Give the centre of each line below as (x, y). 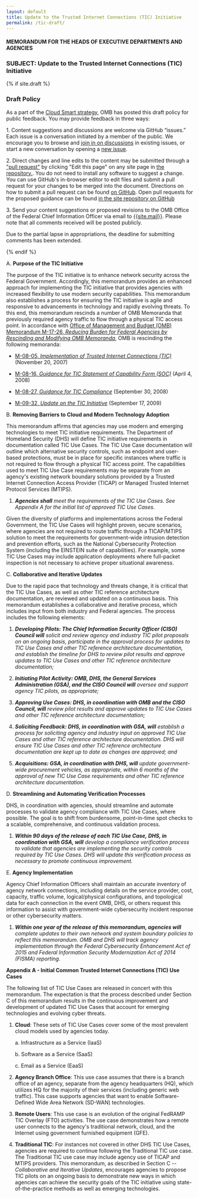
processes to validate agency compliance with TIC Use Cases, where (91, 811)
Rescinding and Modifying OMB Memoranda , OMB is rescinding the (89, 338)
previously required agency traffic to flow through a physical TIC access (94, 319)
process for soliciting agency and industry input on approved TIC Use (100, 733)
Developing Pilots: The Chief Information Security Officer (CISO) (96, 629)
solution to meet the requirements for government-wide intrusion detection (98, 537)
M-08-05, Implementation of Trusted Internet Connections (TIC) (93, 356)
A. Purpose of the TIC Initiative (45, 263)
